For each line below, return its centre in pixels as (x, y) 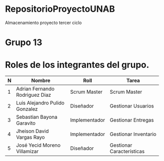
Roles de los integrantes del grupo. (77, 65)
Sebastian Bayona (37, 117)
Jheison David (32, 131)
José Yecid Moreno (39, 145)
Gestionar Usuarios (132, 106)
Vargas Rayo (31, 137)
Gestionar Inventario (133, 134)
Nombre (41, 80)
